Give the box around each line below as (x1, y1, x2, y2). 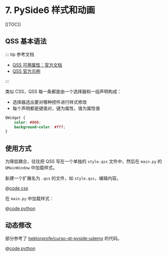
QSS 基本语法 (5, 37, 47, 45)
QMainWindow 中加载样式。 (5, 165, 57, 171)
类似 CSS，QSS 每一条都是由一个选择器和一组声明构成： (5, 88, 122, 94)
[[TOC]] (5, 21, 21, 27)
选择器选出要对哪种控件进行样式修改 (12, 99, 87, 105)
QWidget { (5, 115, 26, 120)
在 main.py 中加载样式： (5, 196, 54, 202)
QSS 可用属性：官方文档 (12, 62, 62, 68)
